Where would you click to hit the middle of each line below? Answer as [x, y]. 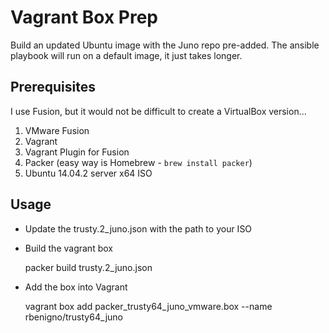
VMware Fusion [57, 130]
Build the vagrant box [68, 248]
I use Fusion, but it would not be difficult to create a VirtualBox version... [158, 111]
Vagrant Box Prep [84, 17]
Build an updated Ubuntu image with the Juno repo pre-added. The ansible [165, 45]
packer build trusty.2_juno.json [88, 267]
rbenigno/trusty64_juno [74, 317]
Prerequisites [53, 87]
